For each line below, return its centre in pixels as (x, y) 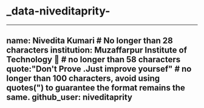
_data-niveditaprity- (58, 11)
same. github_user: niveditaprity (69, 97)
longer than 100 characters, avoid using (83, 79)
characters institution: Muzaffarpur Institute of (97, 50)
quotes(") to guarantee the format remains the (96, 88)
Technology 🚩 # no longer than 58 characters (93, 59)
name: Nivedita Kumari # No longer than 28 (90, 41)
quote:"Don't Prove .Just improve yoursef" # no (99, 69)
